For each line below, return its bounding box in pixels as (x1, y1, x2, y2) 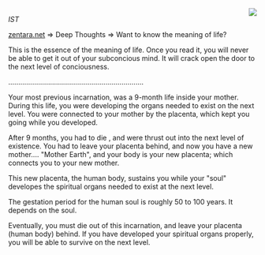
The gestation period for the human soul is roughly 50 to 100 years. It (8, 197, 233, 206)
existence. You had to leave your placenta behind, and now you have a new (8, 141, 253, 151)
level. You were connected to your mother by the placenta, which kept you (8, 110, 250, 118)
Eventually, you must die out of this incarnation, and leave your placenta (8, 221, 243, 230)
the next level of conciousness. (8, 62, 110, 71)
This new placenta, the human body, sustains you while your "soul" (8, 174, 227, 182)
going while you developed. (8, 118, 99, 127)
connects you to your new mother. (8, 158, 120, 167)
